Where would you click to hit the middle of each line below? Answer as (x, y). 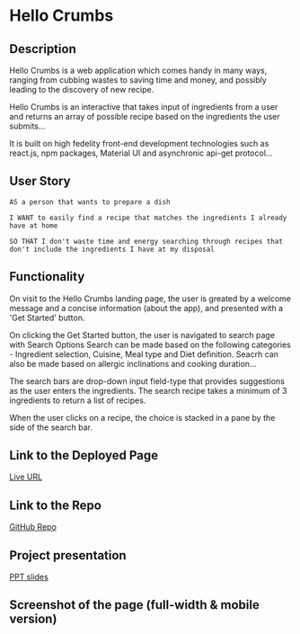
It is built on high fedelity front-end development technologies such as (139, 143)
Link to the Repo (55, 505)
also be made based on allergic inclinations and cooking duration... (133, 363)
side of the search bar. (51, 427)
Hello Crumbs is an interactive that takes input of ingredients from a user (144, 107)
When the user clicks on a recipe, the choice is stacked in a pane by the (142, 417)
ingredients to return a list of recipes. (78, 400)
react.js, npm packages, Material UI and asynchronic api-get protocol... (141, 153)
